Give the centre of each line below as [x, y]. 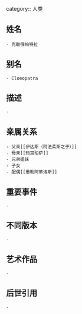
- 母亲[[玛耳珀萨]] [27, 153]
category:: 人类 [24, 9]
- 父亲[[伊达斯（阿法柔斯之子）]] [42, 147]
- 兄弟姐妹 [18, 159]
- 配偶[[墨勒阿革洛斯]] [32, 172]
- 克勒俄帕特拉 [22, 44]
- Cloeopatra [22, 78]
